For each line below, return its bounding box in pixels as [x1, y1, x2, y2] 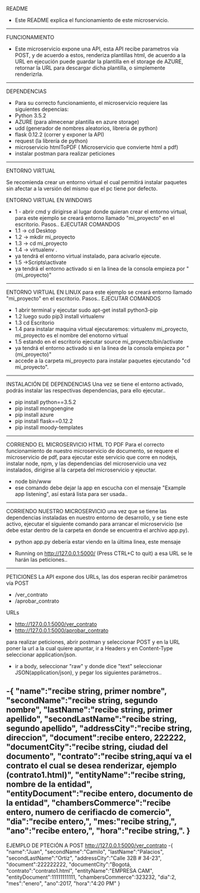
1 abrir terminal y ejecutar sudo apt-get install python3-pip [14, 306, 158, 314]
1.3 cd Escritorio [14, 319, 55, 326]
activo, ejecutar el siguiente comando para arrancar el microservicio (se [6, 520, 183, 527]
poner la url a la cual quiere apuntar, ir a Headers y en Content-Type [6, 645, 173, 652]
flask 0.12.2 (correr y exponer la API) [14, 131, 105, 138]
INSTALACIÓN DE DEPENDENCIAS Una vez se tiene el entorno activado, [6, 381, 184, 387]
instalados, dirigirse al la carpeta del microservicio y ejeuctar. [6, 466, 157, 473]
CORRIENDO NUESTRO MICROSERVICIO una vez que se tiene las [6, 508, 167, 514]
